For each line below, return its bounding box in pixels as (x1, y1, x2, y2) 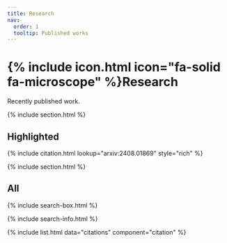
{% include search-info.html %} (7, 215, 98, 223)
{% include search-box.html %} (7, 201, 98, 209)
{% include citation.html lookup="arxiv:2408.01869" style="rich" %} (7, 149, 203, 157)
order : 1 (13, 23, 39, 30)
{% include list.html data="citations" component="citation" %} (7, 228, 187, 236)
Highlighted (7, 131, 59, 142)
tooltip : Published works (13, 29, 89, 37)
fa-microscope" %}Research (7, 74, 179, 90)
